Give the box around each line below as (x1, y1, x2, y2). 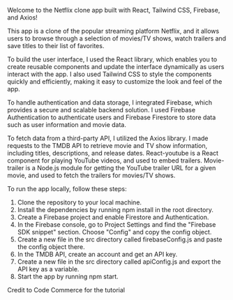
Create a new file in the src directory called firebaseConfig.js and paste (17, 235, 223, 243)
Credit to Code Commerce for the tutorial (7, 286, 126, 294)
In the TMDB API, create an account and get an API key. (17, 250, 178, 258)
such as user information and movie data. (7, 121, 127, 128)
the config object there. (17, 243, 85, 250)
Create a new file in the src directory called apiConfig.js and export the (17, 257, 221, 266)
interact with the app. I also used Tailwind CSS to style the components (7, 70, 212, 78)
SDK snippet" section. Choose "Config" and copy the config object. (17, 228, 212, 236)
